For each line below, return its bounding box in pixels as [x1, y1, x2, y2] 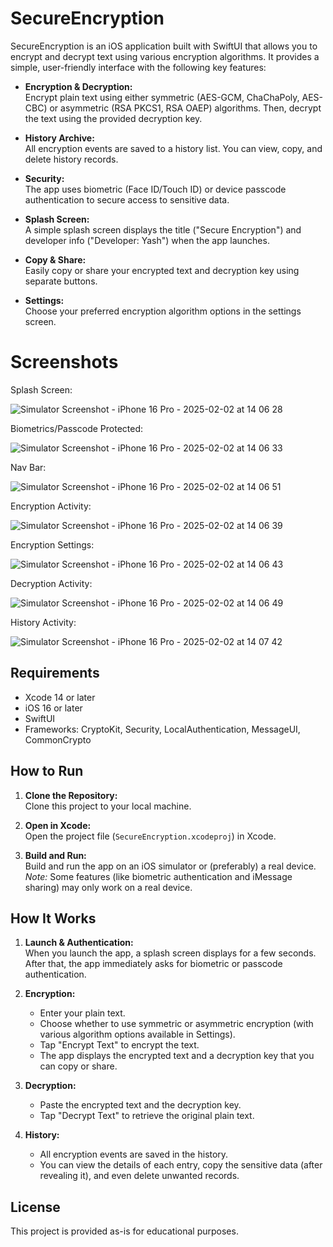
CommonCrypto [24, 733, 92, 746]
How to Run [10, 763, 84, 780]
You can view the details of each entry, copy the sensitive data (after [39, 1159, 323, 1171]
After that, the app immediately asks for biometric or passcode [24, 958, 283, 970]
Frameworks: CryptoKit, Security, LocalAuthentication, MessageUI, [24, 723, 301, 735]
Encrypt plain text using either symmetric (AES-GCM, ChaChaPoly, [24, 91, 300, 103]
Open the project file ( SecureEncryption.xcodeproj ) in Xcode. [24, 830, 277, 842]
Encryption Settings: [10, 538, 95, 551]
